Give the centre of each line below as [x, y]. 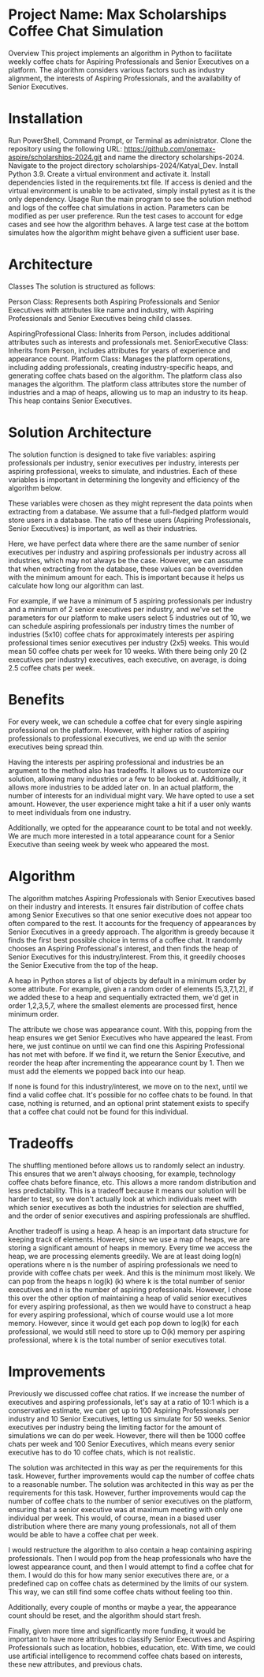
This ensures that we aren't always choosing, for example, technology [122, 1174]
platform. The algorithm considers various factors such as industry [116, 69]
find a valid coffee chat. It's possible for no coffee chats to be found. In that [131, 1095]
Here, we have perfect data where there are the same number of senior [124, 543]
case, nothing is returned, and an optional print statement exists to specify [129, 1103]
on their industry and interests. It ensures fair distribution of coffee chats [126, 906]
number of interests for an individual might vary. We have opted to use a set [131, 795]
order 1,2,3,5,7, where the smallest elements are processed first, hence [123, 1005]
